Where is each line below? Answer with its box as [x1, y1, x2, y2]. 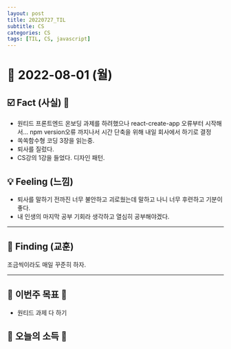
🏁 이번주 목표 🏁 [7, 289, 67, 301]
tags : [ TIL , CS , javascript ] [7, 36, 91, 43]
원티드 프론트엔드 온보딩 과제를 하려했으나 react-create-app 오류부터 [16, 120, 204, 128]
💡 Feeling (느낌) [7, 176, 74, 188]
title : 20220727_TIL [7, 16, 67, 23]
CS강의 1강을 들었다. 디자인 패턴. [16, 154, 105, 162]
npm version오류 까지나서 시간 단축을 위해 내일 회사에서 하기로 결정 [30, 128, 212, 136]
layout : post [7, 10, 45, 17]
